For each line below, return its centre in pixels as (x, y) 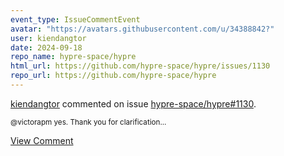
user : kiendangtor (48, 38)
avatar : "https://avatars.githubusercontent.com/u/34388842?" (142, 29)
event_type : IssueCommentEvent (75, 19)
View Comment (42, 140)
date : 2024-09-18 (46, 47)
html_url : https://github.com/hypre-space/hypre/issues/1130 (140, 66)
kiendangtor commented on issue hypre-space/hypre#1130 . (133, 103)
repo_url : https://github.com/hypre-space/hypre (113, 76)
